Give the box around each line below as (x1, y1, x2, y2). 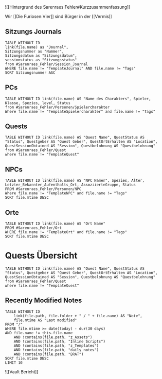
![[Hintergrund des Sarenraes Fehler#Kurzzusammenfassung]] (5, 4, 130, 10)
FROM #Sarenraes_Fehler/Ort (5, 225, 62, 230)
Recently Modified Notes (5, 296, 82, 305)
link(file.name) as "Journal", (5, 45, 69, 50)
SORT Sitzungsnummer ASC (5, 70, 55, 75)
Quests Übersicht (5, 250, 78, 261)
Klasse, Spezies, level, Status (5, 101, 71, 105)
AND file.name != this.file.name (5, 330, 73, 335)
